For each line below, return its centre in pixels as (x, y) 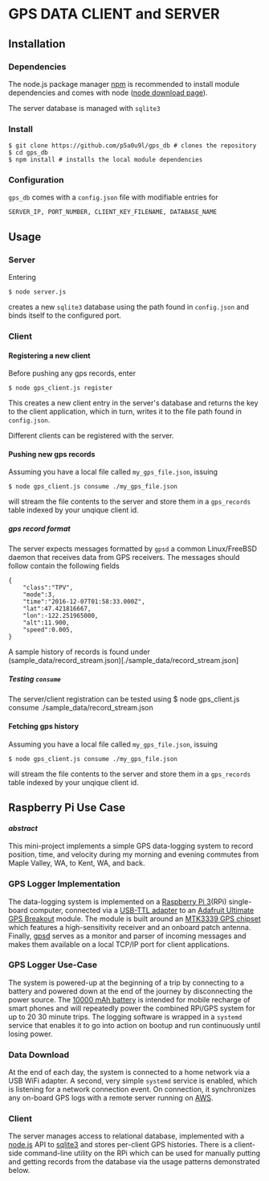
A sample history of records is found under (79, 652)
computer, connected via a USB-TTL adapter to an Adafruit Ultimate (142, 910)
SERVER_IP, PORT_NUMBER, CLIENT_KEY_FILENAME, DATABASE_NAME (113, 212)
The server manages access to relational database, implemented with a (126, 1136)
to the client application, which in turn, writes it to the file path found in (125, 412)
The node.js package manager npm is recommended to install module (124, 84)
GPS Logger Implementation (64, 884)
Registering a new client (49, 356)
